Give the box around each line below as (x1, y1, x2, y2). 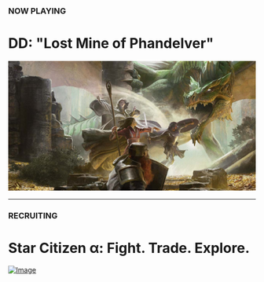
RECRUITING (8, 210, 58, 221)
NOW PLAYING (8, 5, 67, 16)
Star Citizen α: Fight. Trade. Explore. (8, 239, 250, 257)
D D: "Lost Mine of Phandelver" (8, 35, 214, 53)
